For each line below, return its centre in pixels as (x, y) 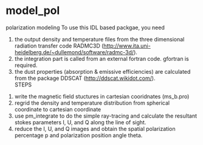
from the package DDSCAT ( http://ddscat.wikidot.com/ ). (85, 78)
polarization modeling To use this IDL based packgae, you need (85, 27)
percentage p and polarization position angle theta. (78, 135)
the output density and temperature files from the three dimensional (99, 39)
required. (26, 65)
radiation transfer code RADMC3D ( (59, 46)
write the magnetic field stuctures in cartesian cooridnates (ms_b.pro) (102, 96)
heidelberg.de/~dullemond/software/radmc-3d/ (74, 52)
